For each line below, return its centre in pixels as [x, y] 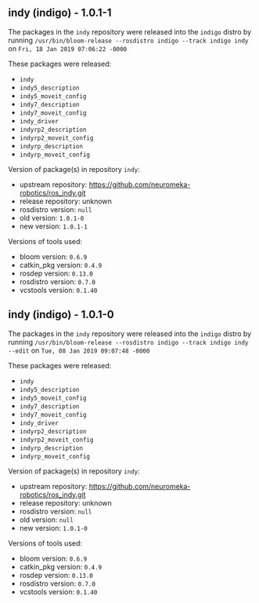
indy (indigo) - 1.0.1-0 [61, 314]
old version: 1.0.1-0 [52, 217]
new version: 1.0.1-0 [53, 528]
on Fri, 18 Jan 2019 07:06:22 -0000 [68, 48]
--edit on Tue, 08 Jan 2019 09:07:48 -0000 [79, 350]
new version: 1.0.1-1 [53, 226]
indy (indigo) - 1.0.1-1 [60, 13]
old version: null [47, 519]
